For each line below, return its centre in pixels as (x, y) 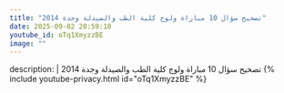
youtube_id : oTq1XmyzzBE (56, 35)
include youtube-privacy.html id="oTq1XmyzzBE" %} (108, 79)
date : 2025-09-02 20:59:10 (61, 26)
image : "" (28, 43)
